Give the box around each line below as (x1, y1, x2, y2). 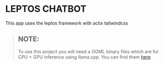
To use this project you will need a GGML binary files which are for (17, 48, 159, 54)
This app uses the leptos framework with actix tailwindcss (5, 20, 129, 26)
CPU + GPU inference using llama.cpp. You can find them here (17, 54, 151, 60)
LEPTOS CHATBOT (5, 3, 86, 15)
